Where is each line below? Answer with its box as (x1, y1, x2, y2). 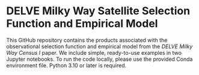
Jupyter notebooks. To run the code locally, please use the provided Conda (6, 55, 193, 62)
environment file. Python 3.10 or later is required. (6, 61, 127, 69)
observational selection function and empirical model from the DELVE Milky (6, 43, 193, 50)
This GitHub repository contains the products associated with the (6, 36, 168, 43)
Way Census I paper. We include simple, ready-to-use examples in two (6, 49, 182, 56)
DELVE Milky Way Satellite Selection (6, 4, 191, 18)
